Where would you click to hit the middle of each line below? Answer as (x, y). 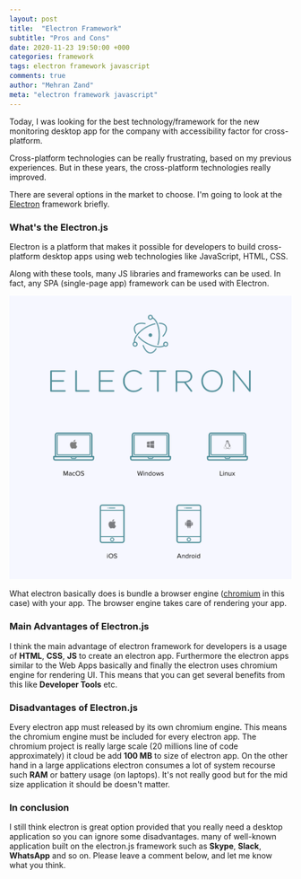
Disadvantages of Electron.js (74, 708)
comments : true (38, 76)
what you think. (38, 866)
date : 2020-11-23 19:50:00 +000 (69, 48)
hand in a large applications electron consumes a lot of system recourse (142, 765)
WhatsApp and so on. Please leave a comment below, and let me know (141, 856)
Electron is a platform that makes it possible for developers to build (133, 246)
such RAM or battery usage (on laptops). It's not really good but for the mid (149, 774)
